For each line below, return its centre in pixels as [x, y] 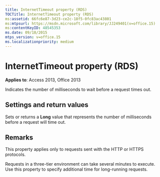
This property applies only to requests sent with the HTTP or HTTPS [75, 149]
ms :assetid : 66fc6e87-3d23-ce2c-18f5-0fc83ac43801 [58, 19]
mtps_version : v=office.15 [33, 37]
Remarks [19, 137]
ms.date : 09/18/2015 [26, 33]
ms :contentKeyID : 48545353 [33, 28]
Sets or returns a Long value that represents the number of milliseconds [78, 117]
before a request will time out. [36, 122]
